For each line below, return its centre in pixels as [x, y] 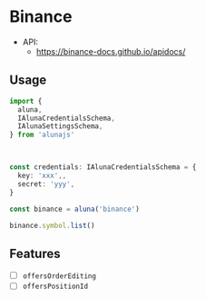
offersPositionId [55, 287]
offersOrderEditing [59, 276]
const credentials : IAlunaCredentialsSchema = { [103, 167]
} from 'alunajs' [42, 135]
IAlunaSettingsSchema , [60, 126]
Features [35, 253]
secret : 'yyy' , [46, 184]
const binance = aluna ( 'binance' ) [75, 209]
